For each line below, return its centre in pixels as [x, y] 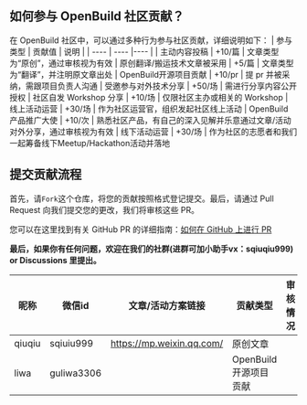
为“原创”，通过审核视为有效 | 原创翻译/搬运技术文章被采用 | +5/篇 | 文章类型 [152, 63]
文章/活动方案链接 [167, 305]
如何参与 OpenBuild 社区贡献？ [97, 16]
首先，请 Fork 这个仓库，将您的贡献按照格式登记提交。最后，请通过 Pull [142, 198]
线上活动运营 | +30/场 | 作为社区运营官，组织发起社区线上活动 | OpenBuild [149, 109]
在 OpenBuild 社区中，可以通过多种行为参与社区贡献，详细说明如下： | [142, 40]
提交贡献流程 [46, 175]
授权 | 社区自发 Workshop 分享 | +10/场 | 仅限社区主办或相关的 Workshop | [149, 97]
